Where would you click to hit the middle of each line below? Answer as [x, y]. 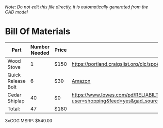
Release [16, 81]
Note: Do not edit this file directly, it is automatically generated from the [77, 7]
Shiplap [16, 100]
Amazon [81, 81]
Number [40, 47]
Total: [14, 109]
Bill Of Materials [38, 31]
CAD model [16, 12]
